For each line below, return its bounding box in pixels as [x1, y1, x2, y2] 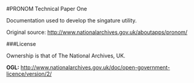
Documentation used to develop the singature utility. [6, 17, 137, 24]
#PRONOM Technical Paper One [6, 5, 87, 12]
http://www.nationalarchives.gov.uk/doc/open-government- [20, 64, 170, 71]
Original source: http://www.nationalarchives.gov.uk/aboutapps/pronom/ [6, 28, 188, 36]
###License [6, 41, 36, 47]
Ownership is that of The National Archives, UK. [6, 52, 125, 59]
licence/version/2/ [6, 70, 52, 78]
